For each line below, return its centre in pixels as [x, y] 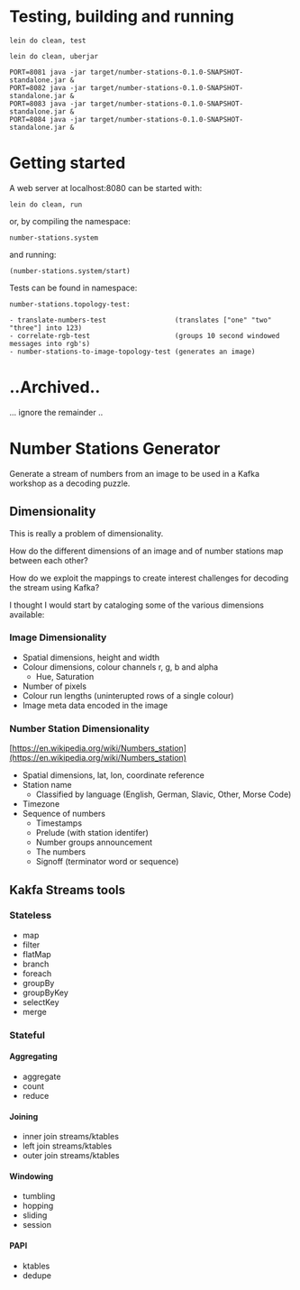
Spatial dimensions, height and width [91, 657]
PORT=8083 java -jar [48, 104]
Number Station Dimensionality [80, 728]
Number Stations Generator [115, 449]
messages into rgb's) [50, 343]
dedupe [37, 1275]
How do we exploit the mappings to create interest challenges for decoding [149, 578]
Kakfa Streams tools [68, 890]
